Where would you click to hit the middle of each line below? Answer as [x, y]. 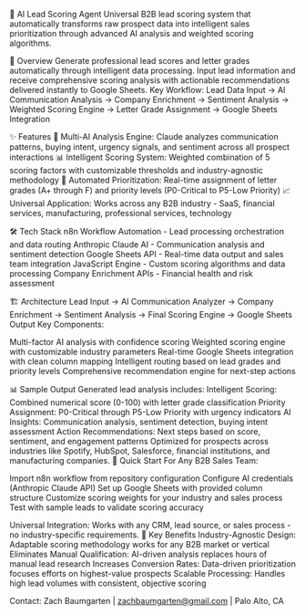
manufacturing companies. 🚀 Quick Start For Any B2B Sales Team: [134, 460]
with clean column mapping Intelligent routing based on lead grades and [145, 361]
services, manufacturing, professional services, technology [121, 213]
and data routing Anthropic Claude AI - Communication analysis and [137, 245]
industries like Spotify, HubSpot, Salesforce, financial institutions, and [140, 451]
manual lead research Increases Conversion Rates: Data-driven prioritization [152, 564]
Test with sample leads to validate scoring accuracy [107, 507]
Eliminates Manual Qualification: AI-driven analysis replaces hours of [138, 554]
